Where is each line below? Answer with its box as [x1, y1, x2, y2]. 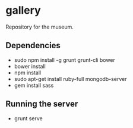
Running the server [5, 99, 78, 109]
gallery [5, 4, 41, 17]
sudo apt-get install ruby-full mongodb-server [14, 75, 127, 82]
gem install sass [14, 82, 54, 89]
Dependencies [5, 40, 61, 51]
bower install [14, 63, 46, 70]
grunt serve [14, 114, 43, 122]
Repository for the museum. [5, 23, 74, 30]
